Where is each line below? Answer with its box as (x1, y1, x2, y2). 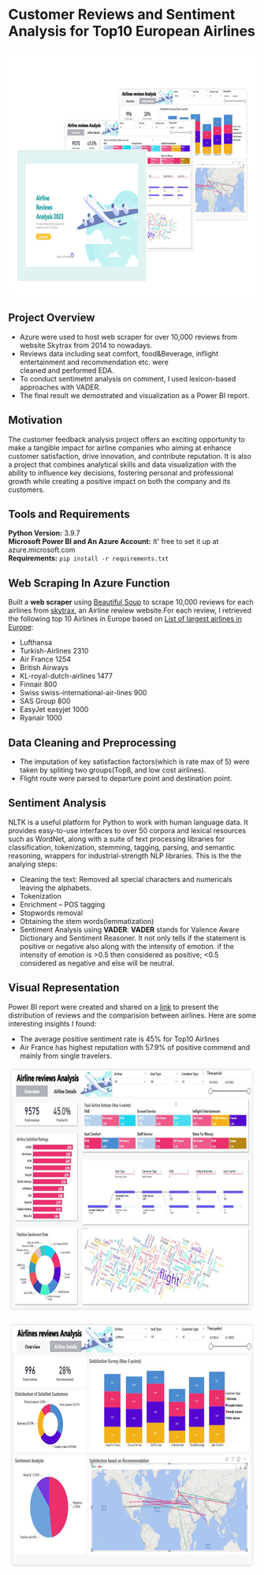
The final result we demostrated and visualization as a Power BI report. (19, 390, 250, 400)
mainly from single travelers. (19, 1051, 113, 1060)
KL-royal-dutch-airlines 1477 (19, 672, 113, 681)
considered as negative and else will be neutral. (19, 958, 175, 967)
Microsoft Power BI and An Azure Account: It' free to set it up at (8, 537, 219, 546)
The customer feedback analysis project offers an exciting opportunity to (8, 434, 246, 444)
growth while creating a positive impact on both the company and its (8, 476, 231, 486)
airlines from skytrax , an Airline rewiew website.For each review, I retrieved (8, 605, 252, 616)
